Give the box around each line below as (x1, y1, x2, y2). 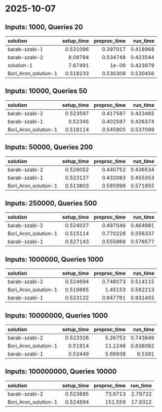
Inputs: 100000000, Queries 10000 (5, 367, 117, 376)
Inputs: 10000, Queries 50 (5, 87, 87, 95)
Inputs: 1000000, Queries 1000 (5, 255, 104, 264)
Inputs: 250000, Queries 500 (5, 199, 97, 207)
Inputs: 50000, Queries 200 (5, 143, 93, 151)
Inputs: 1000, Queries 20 (5, 23, 83, 31)
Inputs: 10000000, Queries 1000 (5, 311, 108, 320)
